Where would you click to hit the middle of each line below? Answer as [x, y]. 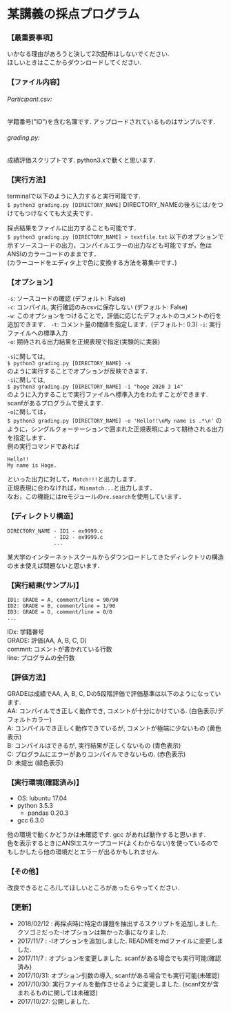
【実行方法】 [29, 179]
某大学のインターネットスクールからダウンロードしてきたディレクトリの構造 [115, 557]
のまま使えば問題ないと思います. [53, 565]
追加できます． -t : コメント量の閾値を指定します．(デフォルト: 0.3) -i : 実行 [114, 324]
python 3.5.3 [35, 805]
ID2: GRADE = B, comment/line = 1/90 [61, 606]
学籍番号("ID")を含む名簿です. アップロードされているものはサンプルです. [111, 121]
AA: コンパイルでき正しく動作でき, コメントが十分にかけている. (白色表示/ [112, 711]
